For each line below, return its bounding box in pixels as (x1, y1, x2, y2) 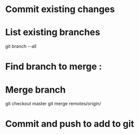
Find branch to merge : (5, 61, 102, 73)
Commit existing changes (5, 4, 115, 15)
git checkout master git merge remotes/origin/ (5, 101, 101, 107)
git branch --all (5, 43, 37, 49)
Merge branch (5, 84, 66, 95)
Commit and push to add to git (5, 118, 134, 129)
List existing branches (5, 27, 100, 38)
